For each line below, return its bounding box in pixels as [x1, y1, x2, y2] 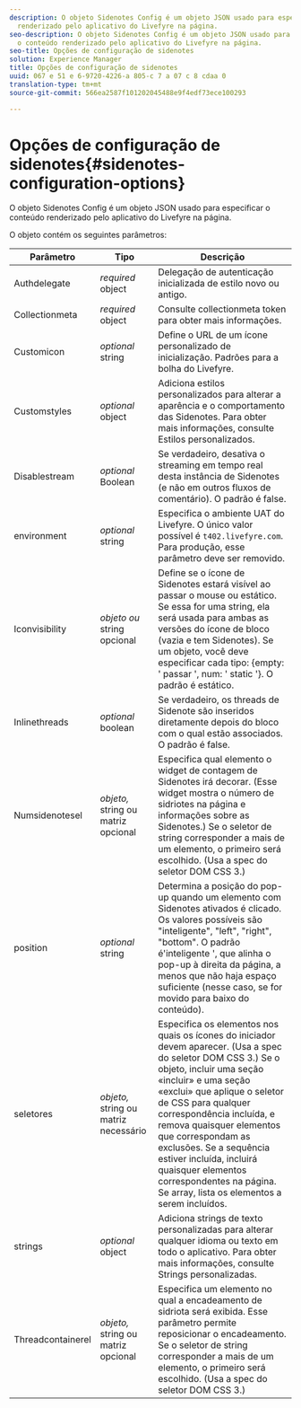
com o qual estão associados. [158, 727, 284, 740]
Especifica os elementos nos [158, 1018, 279, 1031]
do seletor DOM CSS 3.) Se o [158, 1052, 280, 1064]
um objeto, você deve [158, 646, 249, 658]
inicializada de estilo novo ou [158, 277, 279, 290]
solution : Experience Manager [9, 55, 123, 64]
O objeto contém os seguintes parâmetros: [9, 230, 168, 241]
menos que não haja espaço [158, 970, 277, 982]
